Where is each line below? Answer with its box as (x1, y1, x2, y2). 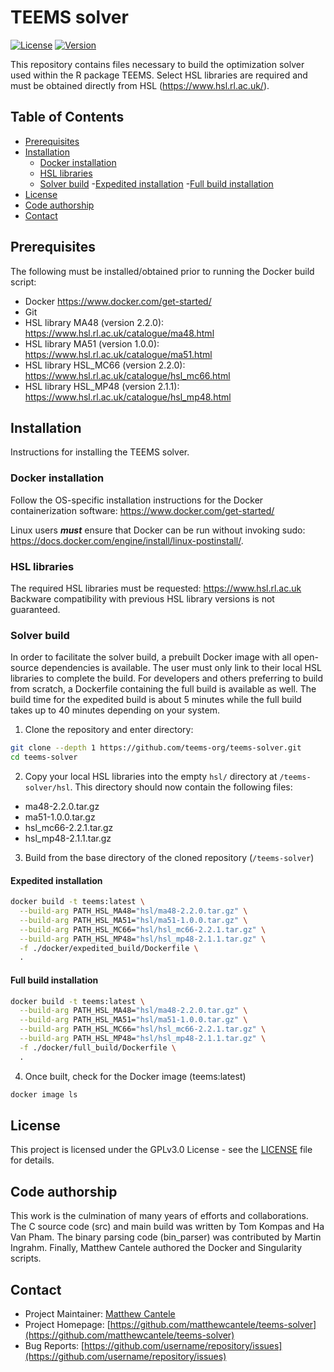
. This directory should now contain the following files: (69, 781, 293, 793)
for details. (10, 1154, 55, 1166)
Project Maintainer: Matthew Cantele (24, 1307, 176, 1320)
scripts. (10, 1252, 42, 1265)
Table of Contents (10, 109, 125, 126)
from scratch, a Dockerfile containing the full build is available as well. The (10, 683, 317, 695)
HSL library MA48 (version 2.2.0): (24, 316, 165, 328)
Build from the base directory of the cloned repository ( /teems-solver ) (24, 852, 315, 864)
